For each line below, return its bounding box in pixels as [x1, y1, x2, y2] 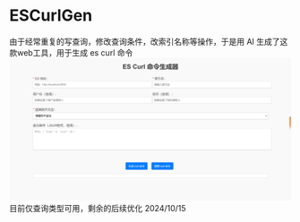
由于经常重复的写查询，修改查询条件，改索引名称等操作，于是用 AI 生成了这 [9, 36, 288, 47]
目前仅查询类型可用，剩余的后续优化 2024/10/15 [9, 203, 186, 214]
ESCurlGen [9, 5, 93, 26]
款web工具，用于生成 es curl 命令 [9, 47, 133, 58]
